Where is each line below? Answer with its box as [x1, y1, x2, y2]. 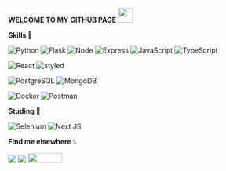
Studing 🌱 [8, 107, 41, 115]
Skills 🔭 [8, 31, 33, 39]
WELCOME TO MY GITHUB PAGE [8, 16, 117, 24]
